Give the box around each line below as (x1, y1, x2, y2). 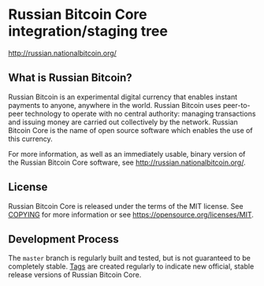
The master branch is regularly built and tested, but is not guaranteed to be (8, 254, 251, 263)
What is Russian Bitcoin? (8, 71, 132, 84)
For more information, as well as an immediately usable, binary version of (8, 149, 246, 158)
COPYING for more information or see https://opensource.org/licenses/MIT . (8, 210, 255, 219)
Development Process (8, 232, 120, 246)
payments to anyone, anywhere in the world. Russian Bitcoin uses (8, 100, 221, 110)
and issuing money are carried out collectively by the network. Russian (8, 117, 238, 127)
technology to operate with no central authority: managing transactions (24, 109, 256, 118)
